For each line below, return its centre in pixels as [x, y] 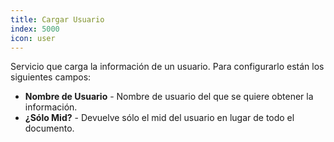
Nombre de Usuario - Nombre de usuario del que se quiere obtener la [169, 97]
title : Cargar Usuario [57, 19]
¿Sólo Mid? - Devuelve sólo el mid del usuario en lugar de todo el [159, 118]
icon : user [33, 38]
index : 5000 [35, 29]
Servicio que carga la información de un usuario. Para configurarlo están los [167, 67]
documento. [49, 128]
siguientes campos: [51, 77]
